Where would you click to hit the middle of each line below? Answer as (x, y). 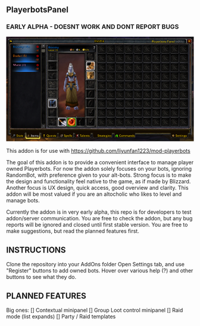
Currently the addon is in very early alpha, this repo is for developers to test (99, 212)
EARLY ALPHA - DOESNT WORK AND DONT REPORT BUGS (93, 27)
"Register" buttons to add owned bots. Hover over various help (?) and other (100, 270)
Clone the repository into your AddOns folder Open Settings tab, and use (95, 265)
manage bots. (23, 201)
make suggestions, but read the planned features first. (73, 231)
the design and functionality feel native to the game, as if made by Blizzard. (99, 182)
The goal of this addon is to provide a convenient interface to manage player (100, 162)
